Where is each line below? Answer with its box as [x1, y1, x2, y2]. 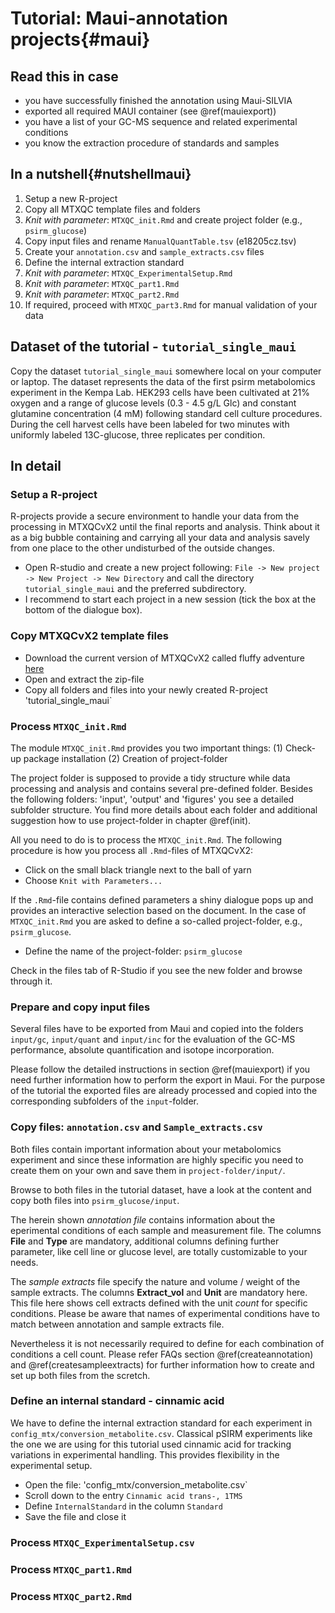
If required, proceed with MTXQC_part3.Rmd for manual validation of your [24, 298, 318, 311]
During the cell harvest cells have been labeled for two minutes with [10, 418, 290, 430]
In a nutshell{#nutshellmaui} [10, 166, 192, 183]
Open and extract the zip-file [24, 673, 145, 685]
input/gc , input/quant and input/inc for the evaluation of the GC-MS [10, 1033, 296, 1046]
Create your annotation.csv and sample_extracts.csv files [24, 245, 265, 257]
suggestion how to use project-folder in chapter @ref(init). [10, 814, 252, 826]
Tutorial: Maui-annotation [10, 7, 228, 30]
